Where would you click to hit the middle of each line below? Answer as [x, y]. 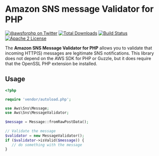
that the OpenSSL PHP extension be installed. [51, 63]
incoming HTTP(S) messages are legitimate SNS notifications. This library [79, 53]
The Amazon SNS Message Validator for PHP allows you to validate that [79, 48]
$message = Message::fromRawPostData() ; [47, 122]
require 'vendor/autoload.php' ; [38, 99]
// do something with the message [47, 145]
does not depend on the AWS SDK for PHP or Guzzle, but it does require [78, 58]
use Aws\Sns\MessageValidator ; [37, 113]
